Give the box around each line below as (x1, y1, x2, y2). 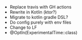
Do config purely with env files (9, 19, 72, 25)
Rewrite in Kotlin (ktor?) (9, 9, 57, 15)
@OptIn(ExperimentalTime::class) (9, 30, 78, 35)
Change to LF (9, 25, 38, 30)
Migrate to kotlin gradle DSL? (9, 14, 68, 20)
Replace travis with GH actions (9, 4, 72, 10)
